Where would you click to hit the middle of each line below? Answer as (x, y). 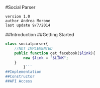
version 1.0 (18, 17)
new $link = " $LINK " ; (46, 58)
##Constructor (20, 77)
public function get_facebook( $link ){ (55, 53)
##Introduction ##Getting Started (40, 34)
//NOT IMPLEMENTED (33, 48)
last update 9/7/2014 (28, 25)
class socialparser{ (27, 44)
